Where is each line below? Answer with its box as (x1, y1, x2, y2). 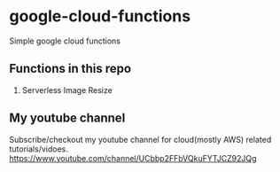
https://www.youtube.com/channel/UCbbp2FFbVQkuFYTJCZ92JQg (9, 152, 257, 163)
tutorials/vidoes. (9, 144, 68, 154)
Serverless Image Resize (21, 84, 113, 95)
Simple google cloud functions (9, 35, 121, 46)
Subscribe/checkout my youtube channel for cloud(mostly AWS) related (9, 134, 272, 145)
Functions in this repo (9, 61, 131, 76)
